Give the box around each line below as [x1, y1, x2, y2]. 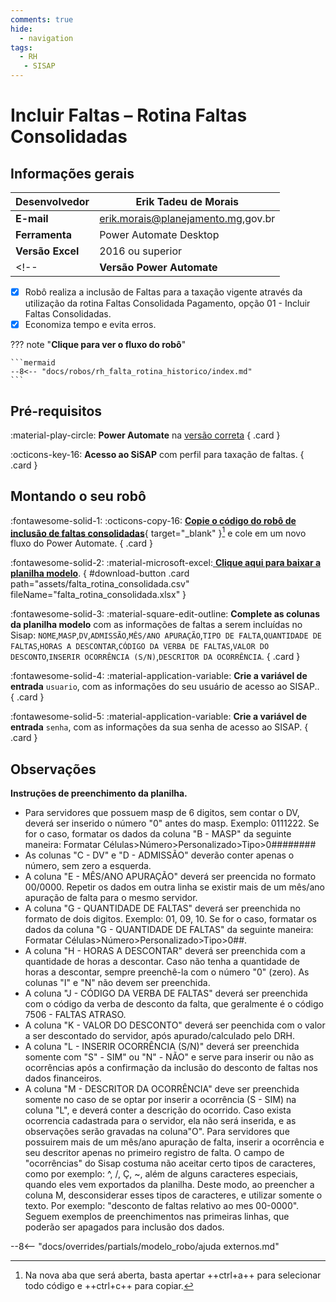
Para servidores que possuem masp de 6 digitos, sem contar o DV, [24, 807, 300, 819]
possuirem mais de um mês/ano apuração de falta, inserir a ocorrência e [24, 1136, 325, 1148]
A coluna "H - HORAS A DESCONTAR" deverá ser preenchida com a [24, 945, 306, 957]
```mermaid [10, 358, 56, 368]
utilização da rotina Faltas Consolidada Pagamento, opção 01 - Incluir [24, 297, 311, 310]
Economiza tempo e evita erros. [24, 319, 157, 331]
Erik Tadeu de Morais [135, 195, 239, 208]
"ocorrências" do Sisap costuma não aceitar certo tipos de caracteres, [24, 1157, 317, 1170]
